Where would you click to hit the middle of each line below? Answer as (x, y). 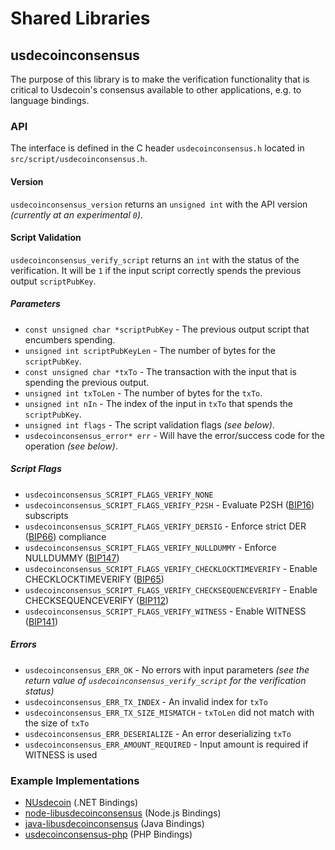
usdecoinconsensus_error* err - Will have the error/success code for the (174, 435)
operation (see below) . (71, 446)
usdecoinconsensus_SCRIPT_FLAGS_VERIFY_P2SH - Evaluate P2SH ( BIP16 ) (169, 504)
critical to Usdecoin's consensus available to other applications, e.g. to (156, 90)
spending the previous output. (87, 382)
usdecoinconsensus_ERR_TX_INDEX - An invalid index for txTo (146, 701)
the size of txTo (57, 723)
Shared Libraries (80, 18)
